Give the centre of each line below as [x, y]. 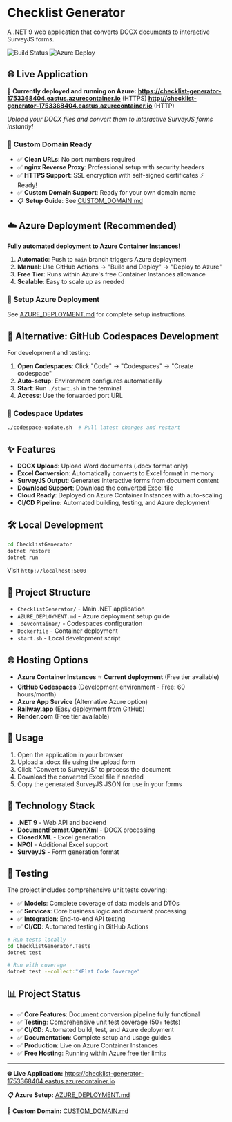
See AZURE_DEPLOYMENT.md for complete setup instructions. [97, 314]
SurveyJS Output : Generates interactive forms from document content [118, 480]
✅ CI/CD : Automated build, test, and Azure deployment [95, 1029]
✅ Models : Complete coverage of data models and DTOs [98, 904]
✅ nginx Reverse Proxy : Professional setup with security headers [111, 167]
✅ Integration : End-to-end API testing [71, 919]
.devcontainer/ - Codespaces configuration [80, 624]
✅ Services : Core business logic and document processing [101, 911]
